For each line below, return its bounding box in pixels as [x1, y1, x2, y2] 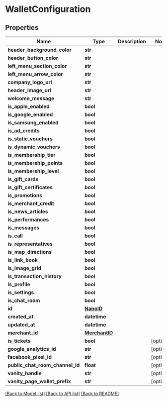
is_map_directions [7, 249, 52, 255]
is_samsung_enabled [7, 119, 59, 126]
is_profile [7, 281, 31, 288]
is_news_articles [7, 208, 48, 215]
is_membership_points [7, 160, 63, 166]
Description [117, 38, 147, 45]
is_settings [7, 289, 34, 296]
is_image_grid [7, 265, 41, 272]
